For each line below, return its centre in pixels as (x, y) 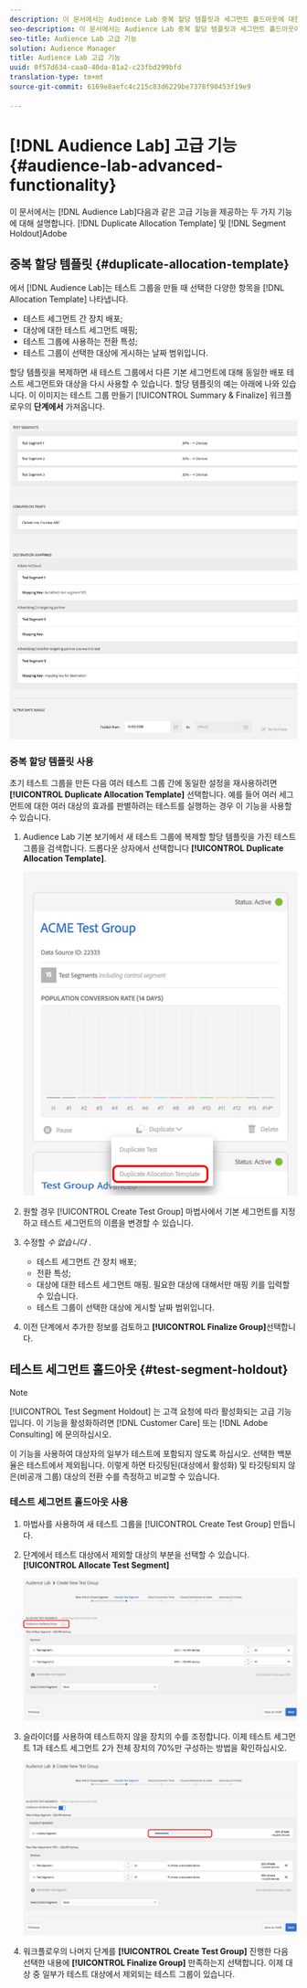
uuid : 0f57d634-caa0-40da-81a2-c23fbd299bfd (95, 68)
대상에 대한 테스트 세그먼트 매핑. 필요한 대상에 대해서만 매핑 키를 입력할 (163, 1284)
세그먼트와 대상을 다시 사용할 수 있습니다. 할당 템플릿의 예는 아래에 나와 (153, 384)
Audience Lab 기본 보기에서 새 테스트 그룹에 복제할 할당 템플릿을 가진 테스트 (159, 837)
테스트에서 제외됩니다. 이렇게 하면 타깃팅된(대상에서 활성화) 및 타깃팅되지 (156, 1465)
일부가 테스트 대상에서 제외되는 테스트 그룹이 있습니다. (139, 1974)
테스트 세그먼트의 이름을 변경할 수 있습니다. (116, 1223)
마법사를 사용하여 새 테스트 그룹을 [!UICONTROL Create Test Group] (147, 1524)
